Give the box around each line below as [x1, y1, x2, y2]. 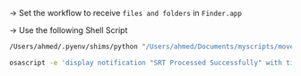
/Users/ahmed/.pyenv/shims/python [9, 42, 139, 51]
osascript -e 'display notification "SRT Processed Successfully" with [9, 58, 282, 67]
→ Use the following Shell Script [9, 25, 128, 35]
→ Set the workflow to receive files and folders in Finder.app [9, 8, 242, 18]
